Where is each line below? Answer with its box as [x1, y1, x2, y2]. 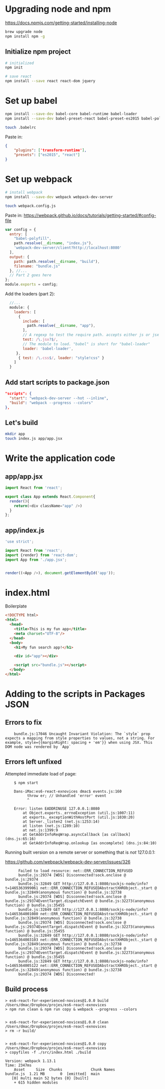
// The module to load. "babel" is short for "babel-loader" [23, 341, 151, 347]
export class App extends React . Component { [5, 494, 96, 499]
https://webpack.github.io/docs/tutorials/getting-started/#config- [24, 212, 156, 218]
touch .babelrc [5, 125, 36, 130]
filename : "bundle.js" [14, 263, 60, 269]
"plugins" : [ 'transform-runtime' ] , [14, 148, 87, 153]
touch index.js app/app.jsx [5, 436, 63, 441]
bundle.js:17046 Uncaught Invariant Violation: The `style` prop [14, 731, 151, 737]
